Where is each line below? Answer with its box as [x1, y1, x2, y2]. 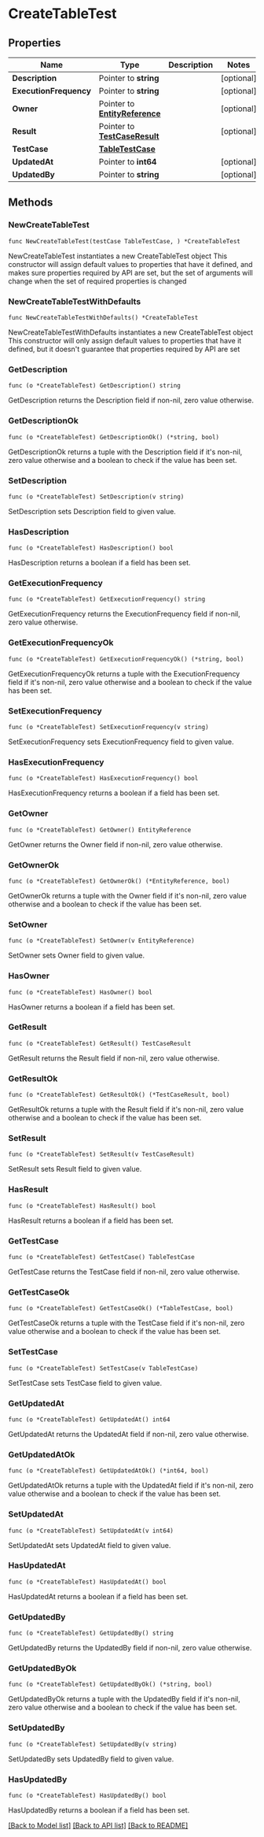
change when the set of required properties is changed [8, 276, 187, 286]
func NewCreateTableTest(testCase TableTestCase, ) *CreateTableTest [8, 237, 241, 245]
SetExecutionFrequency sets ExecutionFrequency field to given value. [8, 737, 234, 746]
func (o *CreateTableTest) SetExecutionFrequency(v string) [8, 724, 210, 731]
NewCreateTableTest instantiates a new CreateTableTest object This [8, 251, 228, 261]
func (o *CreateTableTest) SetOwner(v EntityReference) [8, 937, 195, 945]
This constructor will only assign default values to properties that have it [8, 335, 242, 345]
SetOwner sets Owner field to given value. [8, 950, 145, 961]
